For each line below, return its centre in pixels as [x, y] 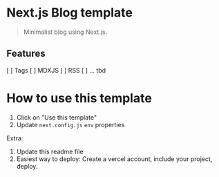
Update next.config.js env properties [70, 124]
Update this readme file [50, 151]
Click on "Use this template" [57, 117]
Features [26, 54]
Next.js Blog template [69, 13]
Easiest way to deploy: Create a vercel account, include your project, [114, 159]
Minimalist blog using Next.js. [65, 32]
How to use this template [79, 98]
